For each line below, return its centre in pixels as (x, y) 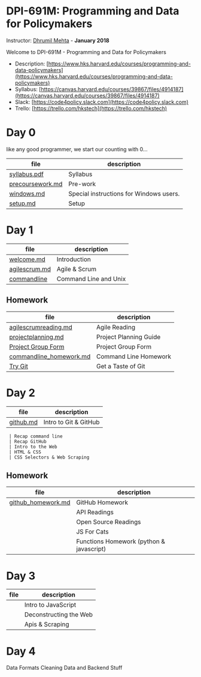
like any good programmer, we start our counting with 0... (77, 149)
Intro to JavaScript (50, 605)
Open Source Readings (109, 522)
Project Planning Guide (129, 337)
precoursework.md (36, 184)
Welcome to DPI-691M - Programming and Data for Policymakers (86, 52)
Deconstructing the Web (59, 615)
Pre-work (82, 184)
